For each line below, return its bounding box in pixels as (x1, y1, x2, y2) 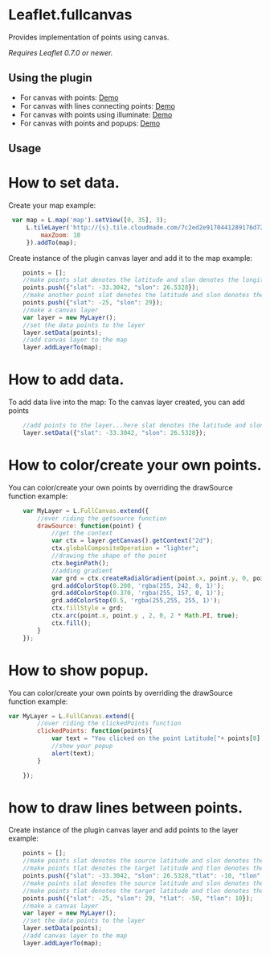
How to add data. (8, 370, 125, 389)
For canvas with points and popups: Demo (19, 118, 161, 128)
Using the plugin (8, 71, 92, 85)
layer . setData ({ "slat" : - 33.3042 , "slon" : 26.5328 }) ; (22, 429, 207, 437)
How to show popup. (8, 661, 149, 680)
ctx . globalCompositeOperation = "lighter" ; (51, 544, 199, 552)
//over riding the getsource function (37, 514, 167, 523)
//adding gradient (51, 566, 113, 575)
